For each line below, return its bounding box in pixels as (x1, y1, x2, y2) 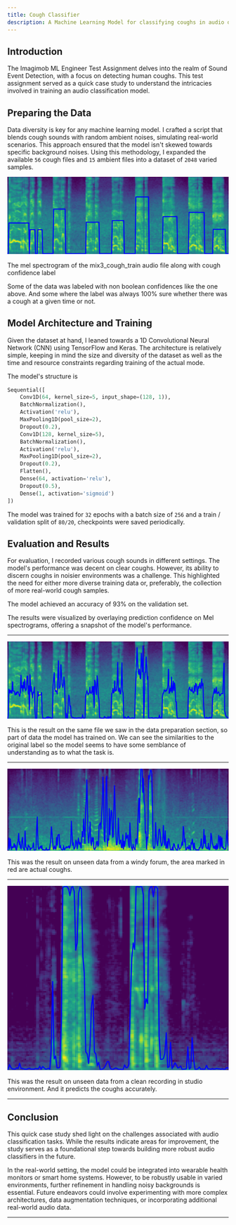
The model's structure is (7, 372, 79, 380)
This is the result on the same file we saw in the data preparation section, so (7, 725, 228, 734)
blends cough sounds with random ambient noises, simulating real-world (7, 133, 218, 142)
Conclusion (7, 1111, 59, 1123)
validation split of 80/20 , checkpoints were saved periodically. (7, 517, 185, 526)
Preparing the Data (7, 107, 92, 119)
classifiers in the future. (7, 1152, 76, 1161)
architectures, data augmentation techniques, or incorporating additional (7, 1196, 218, 1204)
